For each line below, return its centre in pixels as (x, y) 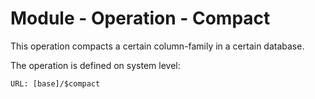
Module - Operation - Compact (140, 18)
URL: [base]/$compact (55, 83)
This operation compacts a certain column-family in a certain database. (157, 46)
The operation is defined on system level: (95, 65)
